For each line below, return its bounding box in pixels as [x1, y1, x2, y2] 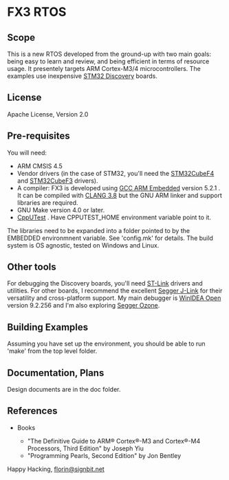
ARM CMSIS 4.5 [17, 161, 63, 170]
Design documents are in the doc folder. [7, 386, 121, 394]
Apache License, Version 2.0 [7, 110, 89, 118]
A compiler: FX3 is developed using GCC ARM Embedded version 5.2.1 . [17, 183, 221, 192]
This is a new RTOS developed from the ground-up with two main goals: [7, 50, 212, 58]
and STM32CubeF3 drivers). [17, 177, 98, 185]
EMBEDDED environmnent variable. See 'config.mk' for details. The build [7, 234, 213, 242]
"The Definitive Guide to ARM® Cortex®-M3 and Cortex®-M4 [27, 437, 201, 445]
